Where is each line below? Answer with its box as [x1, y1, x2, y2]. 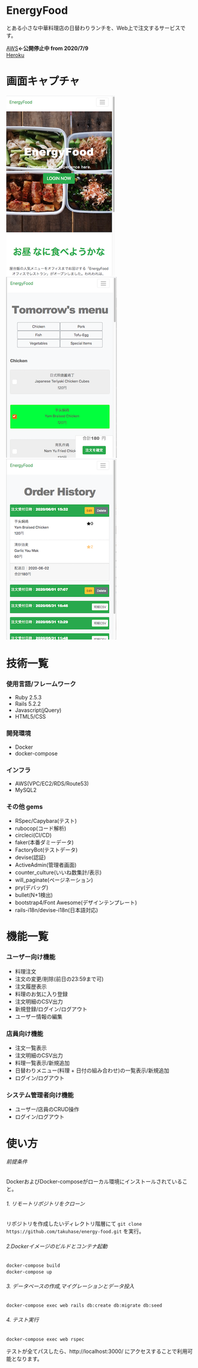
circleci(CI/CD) [14, 832, 52, 839]
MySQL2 [14, 786, 37, 793]
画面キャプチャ [6, 75, 80, 88]
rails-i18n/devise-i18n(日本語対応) [14, 907, 98, 914]
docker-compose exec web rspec [6, 1336, 85, 1342]
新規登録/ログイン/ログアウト [14, 1005, 88, 1013]
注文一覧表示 [14, 1045, 47, 1052]
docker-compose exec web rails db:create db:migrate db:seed [6, 1302, 163, 1309]
